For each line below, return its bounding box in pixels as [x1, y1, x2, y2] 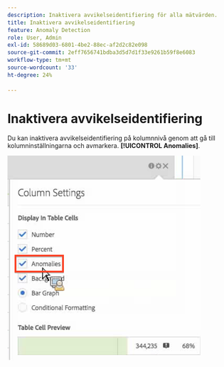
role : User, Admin [7, 34, 62, 41]
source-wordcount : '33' [7, 64, 78, 71]
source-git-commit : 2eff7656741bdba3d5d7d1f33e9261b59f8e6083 [7, 49, 196, 56]
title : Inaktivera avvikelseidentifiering [7, 18, 135, 26]
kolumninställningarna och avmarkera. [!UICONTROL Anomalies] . [7, 142, 201, 150]
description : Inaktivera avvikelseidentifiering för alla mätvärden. [7, 11, 218, 18]
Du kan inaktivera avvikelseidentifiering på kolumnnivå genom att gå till [7, 134, 215, 142]
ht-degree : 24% [7, 71, 53, 78]
